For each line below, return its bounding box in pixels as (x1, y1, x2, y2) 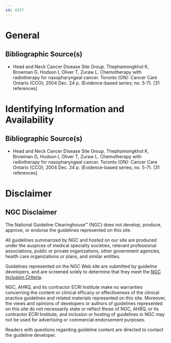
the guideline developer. (5, 332, 56, 338)
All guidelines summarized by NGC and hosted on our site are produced (5, 237, 157, 243)
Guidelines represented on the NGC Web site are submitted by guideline (5, 263, 157, 269)
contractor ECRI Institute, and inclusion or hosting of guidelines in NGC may (5, 311, 165, 317)
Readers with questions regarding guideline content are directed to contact (5, 326, 164, 333)
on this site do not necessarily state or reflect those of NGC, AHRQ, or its (5, 306, 159, 312)
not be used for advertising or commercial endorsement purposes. (5, 316, 146, 323)
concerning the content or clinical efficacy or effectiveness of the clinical (5, 289, 160, 295)
